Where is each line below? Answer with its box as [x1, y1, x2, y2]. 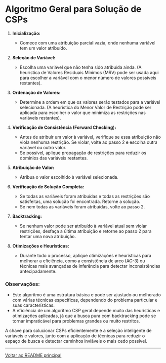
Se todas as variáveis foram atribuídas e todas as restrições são [19, 193, 150, 199]
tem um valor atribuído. [19, 45, 68, 51]
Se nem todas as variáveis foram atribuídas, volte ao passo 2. [19, 203, 145, 209]
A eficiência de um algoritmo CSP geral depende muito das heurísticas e [12, 308, 161, 314]
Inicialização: [12, 30, 41, 36]
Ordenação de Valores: [12, 89, 61, 95]
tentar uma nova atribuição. [19, 233, 76, 239]
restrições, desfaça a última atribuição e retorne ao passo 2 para [19, 228, 152, 234]
